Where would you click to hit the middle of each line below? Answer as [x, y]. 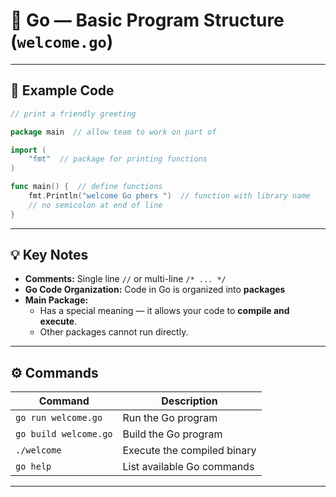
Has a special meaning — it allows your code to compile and [164, 311]
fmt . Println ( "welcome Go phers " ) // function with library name [169, 196]
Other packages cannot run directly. [114, 332]
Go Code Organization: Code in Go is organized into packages [155, 290]
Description [189, 401]
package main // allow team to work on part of [113, 132]
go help [33, 467]
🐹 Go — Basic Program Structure [147, 20]
